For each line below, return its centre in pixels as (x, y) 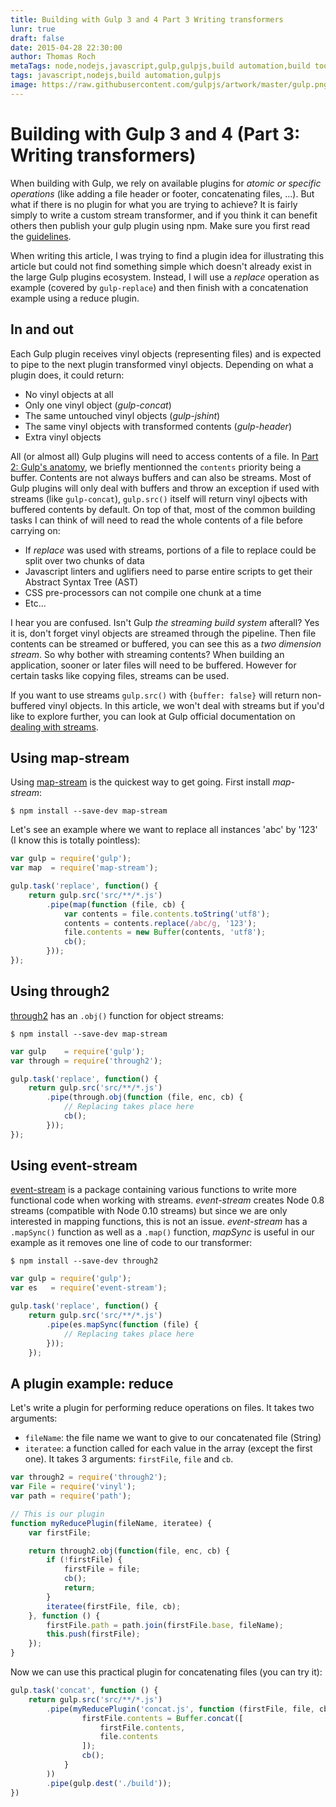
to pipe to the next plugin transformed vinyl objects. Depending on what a (162, 364)
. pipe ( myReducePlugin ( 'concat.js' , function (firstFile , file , (180, 1709)
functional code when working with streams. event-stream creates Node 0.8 (167, 1200)
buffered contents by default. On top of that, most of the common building (163, 509)
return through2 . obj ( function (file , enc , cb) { (129, 1551)
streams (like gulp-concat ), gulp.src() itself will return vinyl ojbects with (159, 498)
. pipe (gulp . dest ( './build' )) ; (109, 1783)
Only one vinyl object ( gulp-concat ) (98, 405)
